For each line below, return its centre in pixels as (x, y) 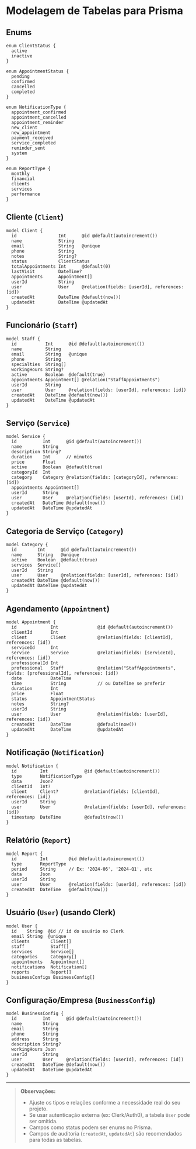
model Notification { (32, 766)
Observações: (38, 1091)
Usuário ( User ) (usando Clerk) (61, 912)
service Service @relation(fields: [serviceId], (94, 653)
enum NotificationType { (36, 107)
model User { (22, 926)
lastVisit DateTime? (47, 271)
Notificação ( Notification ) (55, 753)
